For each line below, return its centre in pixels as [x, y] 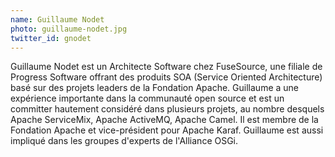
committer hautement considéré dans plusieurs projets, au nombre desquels [167, 109]
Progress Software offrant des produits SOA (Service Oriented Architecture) [166, 77]
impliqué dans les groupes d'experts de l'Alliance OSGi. [124, 141]
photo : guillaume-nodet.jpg [69, 29]
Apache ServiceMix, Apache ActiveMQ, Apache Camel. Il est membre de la [164, 120]
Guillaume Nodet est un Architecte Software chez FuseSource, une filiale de [166, 67]
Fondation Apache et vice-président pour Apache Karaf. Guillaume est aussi [167, 130]
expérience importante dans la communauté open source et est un [147, 98]
